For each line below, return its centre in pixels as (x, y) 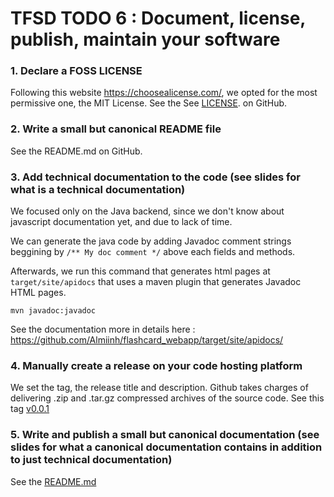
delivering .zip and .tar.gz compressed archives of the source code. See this (167, 398)
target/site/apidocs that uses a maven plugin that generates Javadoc (156, 282)
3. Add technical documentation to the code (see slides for (155, 177)
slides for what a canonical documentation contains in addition (166, 447)
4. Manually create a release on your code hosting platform (156, 365)
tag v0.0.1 (30, 409)
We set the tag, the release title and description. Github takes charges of (159, 388)
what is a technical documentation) (98, 189)
